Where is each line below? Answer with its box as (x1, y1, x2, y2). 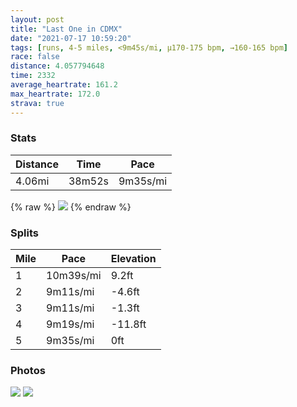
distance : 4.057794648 (10, 61, 105, 71)
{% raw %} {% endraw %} (10, 201, 132, 213)
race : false (10, 52, 60, 62)
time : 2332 (10, 71, 56, 81)
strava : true (10, 98, 65, 108)
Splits (10, 226, 39, 240)
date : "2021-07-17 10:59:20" (10, 33, 132, 43)
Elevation (110, 252, 157, 266)
